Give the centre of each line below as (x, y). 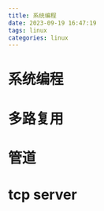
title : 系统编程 (32, 15)
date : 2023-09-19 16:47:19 (52, 23)
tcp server (43, 194)
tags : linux (28, 30)
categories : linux (38, 38)
